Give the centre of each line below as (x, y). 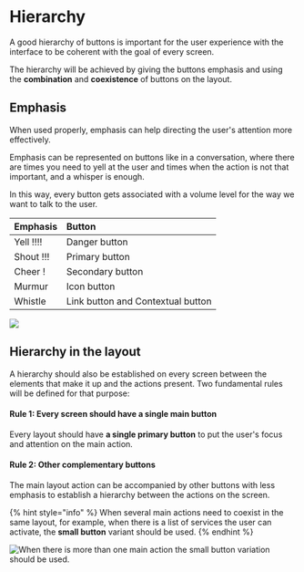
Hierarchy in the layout (75, 352)
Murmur (31, 286)
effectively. (30, 140)
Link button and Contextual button (139, 301)
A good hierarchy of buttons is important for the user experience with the (147, 42)
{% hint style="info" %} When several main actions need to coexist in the (147, 512)
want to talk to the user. (54, 203)
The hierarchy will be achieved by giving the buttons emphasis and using (146, 69)
